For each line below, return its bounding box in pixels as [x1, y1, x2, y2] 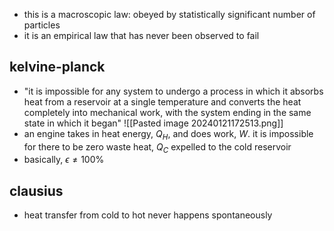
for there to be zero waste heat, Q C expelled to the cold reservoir [23, 140, 292, 155]
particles [23, 19, 61, 31]
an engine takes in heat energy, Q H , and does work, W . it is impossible [23, 127, 314, 142]
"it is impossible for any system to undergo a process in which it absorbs [23, 85, 324, 97]
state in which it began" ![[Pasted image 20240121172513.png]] [23, 117, 284, 129]
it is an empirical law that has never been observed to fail [23, 30, 260, 41]
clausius [9, 182, 64, 199]
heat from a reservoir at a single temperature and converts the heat [23, 95, 302, 108]
